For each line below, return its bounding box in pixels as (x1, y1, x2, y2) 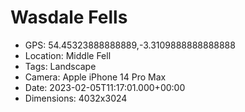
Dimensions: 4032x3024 (24, 92, 128, 104)
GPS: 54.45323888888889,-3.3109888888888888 (24, 39, 236, 51)
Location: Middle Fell (24, 49, 112, 61)
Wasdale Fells (10, 6, 128, 29)
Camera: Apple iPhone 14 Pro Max (24, 71, 167, 83)
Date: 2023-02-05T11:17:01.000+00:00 (24, 81, 186, 93)
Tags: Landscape (24, 60, 97, 72)
